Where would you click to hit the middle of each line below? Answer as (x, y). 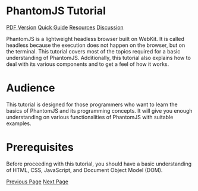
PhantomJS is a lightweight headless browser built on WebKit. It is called (95, 39)
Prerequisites (40, 147)
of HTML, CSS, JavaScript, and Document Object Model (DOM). (84, 170)
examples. (19, 123)
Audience (31, 88)
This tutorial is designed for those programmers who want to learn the (92, 104)
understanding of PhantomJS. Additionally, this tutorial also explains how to (99, 58)
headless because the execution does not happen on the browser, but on (96, 45)
